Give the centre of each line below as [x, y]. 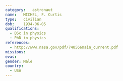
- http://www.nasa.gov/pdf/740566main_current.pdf [64, 47]
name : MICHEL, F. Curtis [34, 15]
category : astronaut [29, 10]
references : [18, 43]
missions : [16, 52]
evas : [11, 57]
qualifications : [22, 29]
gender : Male [19, 61]
